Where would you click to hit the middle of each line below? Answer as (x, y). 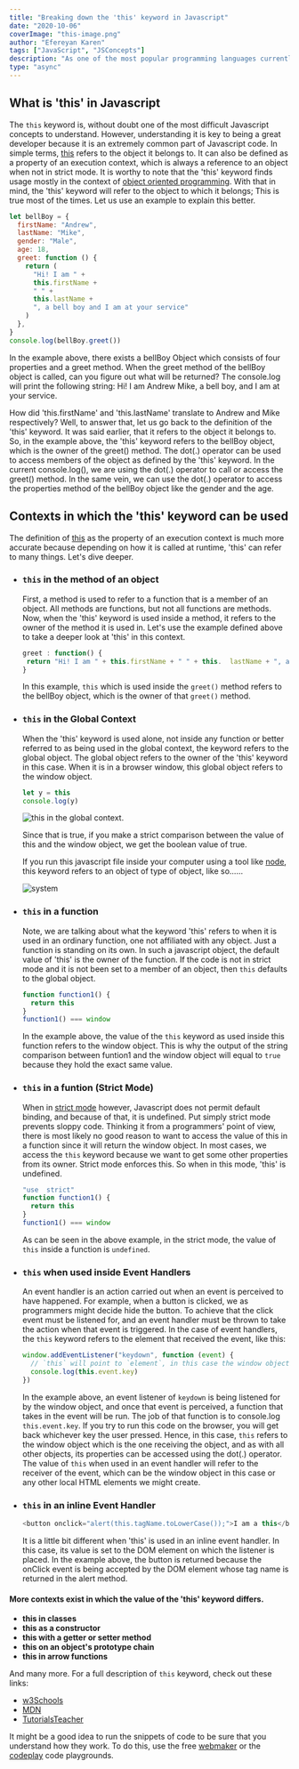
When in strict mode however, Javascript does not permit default (141, 1107)
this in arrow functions (65, 1657)
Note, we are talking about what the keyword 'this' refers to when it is (149, 931)
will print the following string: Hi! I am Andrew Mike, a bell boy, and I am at (145, 386)
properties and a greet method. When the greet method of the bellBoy (137, 367)
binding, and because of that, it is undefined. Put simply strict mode (146, 1117)
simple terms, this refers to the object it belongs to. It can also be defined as (149, 153)
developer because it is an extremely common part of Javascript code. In (143, 143)
